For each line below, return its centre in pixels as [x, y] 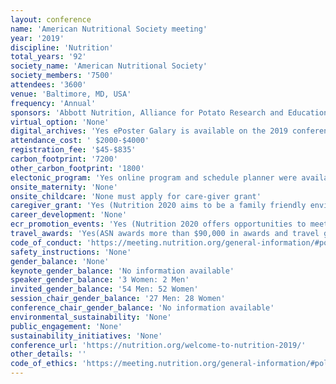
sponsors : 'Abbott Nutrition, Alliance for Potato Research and [147, 112]
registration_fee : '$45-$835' [73, 150]
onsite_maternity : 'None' [64, 187]
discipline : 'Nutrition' [62, 47]
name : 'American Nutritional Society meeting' [109, 29]
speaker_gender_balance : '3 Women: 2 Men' [100, 280]
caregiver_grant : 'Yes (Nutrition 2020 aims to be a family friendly [158, 206]
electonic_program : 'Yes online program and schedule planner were [154, 177]
